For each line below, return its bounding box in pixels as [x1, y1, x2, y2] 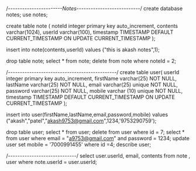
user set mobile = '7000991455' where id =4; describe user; [6, 141, 151, 148]
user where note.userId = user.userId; [6, 159, 98, 165]
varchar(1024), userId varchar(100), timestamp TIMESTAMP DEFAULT [6, 29, 174, 36]
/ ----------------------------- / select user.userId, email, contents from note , [6, 152, 191, 159]
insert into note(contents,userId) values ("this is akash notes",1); [6, 46, 160, 53]
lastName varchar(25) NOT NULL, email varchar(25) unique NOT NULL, [6, 81, 178, 88]
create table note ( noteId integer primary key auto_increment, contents [6, 23, 178, 29]
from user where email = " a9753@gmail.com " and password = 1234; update [6, 135, 190, 142]
